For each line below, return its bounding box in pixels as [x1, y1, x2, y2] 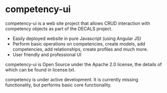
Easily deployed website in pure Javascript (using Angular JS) [12, 35, 141, 41]
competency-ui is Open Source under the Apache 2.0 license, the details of [5, 61, 162, 67]
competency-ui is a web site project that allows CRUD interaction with [5, 20, 150, 26]
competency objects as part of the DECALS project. [5, 25, 113, 31]
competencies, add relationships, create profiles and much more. [12, 46, 148, 52]
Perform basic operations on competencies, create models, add [12, 40, 145, 46]
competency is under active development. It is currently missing [5, 76, 139, 82]
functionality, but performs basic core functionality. [5, 82, 112, 88]
